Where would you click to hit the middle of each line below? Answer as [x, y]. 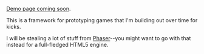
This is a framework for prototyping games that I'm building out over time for [102, 20]
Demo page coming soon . [39, 9]
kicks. [14, 27]
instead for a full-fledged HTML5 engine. [57, 45]
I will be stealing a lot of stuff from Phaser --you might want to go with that [99, 38]
